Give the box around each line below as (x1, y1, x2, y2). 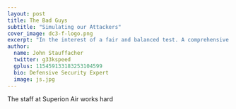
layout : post (7, 10, 46, 18)
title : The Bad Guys (7, 17, 69, 24)
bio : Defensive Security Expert (13, 69, 110, 76)
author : (7, 43, 30, 50)
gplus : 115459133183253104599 (13, 63, 102, 70)
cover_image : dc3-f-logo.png (7, 30, 93, 37)
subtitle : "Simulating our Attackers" (7, 23, 122, 30)
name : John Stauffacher (13, 50, 83, 57)
